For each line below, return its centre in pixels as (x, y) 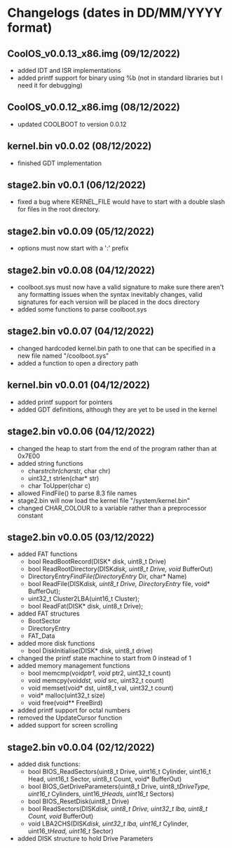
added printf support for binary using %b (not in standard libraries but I (120, 78)
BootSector (44, 621)
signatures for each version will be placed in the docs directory (108, 302)
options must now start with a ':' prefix (73, 248)
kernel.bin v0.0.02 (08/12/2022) (80, 146)
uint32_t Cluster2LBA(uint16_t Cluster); (84, 599)
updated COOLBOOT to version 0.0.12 (72, 124)
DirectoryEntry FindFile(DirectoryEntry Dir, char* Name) (107, 576)
